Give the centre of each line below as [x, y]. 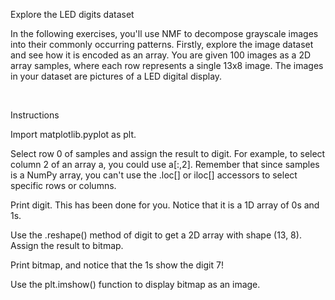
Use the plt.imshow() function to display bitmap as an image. [135, 284]
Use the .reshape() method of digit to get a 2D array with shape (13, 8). [156, 235]
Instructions [35, 115]
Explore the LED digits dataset [72, 14]
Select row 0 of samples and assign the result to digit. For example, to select [168, 153]
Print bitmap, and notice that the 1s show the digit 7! [117, 265]
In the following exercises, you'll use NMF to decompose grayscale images [164, 33]
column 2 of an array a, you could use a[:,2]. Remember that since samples [165, 164]
